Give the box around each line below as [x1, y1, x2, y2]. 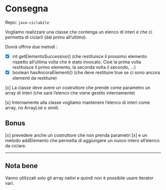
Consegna [5, 3, 48, 14]
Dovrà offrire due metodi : [5, 44, 58, 49]
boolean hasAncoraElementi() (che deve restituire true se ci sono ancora [12, 70, 161, 75]
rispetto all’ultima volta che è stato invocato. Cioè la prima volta [12, 59, 141, 65]
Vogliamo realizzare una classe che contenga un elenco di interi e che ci [5, 29, 152, 35]
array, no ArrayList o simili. [5, 105, 59, 111]
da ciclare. [5, 142, 27, 148]
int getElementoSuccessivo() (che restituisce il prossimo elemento [12, 53, 147, 59]
